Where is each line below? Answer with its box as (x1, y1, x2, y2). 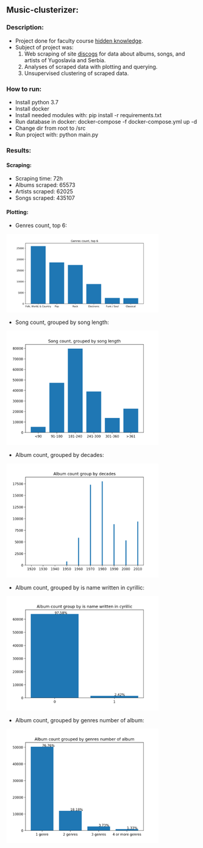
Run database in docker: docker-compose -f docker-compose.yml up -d (15, 118, 198, 125)
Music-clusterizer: (6, 5, 79, 15)
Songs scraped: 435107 (15, 195, 75, 202)
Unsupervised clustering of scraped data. (24, 70, 129, 77)
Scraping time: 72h (15, 175, 63, 182)
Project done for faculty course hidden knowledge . (15, 37, 143, 45)
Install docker (15, 105, 50, 112)
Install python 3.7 (15, 98, 59, 106)
